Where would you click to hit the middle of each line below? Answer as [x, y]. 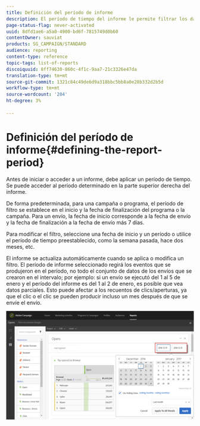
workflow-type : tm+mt [33, 88]
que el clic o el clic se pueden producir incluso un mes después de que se [97, 296]
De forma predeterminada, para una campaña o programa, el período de [95, 203]
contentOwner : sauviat [34, 38]
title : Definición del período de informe [60, 13]
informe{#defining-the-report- [84, 150]
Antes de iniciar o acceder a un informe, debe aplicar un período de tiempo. [99, 179]
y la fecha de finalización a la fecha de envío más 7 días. [75, 222]
